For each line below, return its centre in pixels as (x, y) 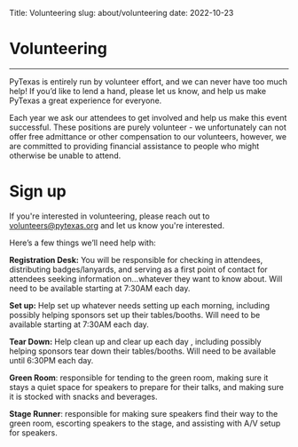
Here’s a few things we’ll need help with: (83, 243)
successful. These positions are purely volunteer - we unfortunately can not (148, 127)
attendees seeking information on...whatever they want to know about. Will (146, 278)
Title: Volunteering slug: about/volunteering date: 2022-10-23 (122, 13)
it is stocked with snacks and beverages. (83, 396)
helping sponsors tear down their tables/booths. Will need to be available (143, 351)
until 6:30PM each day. (51, 360)
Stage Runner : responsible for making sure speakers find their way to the (144, 413)
